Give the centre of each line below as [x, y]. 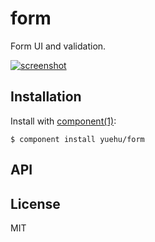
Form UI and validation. [58, 46]
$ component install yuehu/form [77, 139]
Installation [46, 97]
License [35, 203]
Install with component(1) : [63, 121]
